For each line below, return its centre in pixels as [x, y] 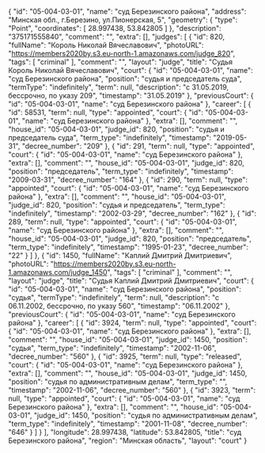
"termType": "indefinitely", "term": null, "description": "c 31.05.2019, [119, 87]
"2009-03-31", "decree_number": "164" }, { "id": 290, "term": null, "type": [128, 180]
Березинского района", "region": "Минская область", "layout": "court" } [128, 440]
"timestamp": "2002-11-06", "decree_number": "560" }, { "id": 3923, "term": [132, 390]
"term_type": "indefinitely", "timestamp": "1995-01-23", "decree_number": [129, 247]
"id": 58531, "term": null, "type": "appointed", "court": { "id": [106, 112]
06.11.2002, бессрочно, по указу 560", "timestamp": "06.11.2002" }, [119, 306]
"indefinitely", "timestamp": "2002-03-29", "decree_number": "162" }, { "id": [132, 213]
